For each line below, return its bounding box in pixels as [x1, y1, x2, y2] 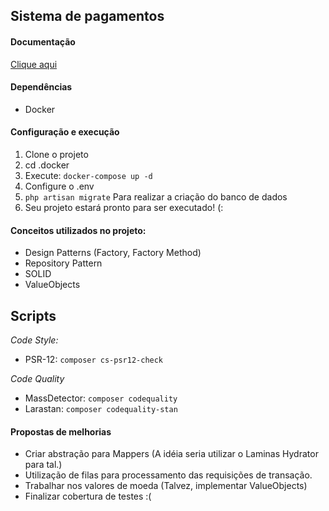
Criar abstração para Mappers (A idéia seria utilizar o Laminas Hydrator [24, 448, 319, 460]
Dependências [10, 81, 73, 93]
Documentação [10, 35, 76, 48]
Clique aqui [10, 58, 58, 70]
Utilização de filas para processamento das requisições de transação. [24, 469, 313, 481]
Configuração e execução [10, 126, 120, 138]
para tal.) [24, 459, 63, 471]
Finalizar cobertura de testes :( [24, 490, 152, 503]
